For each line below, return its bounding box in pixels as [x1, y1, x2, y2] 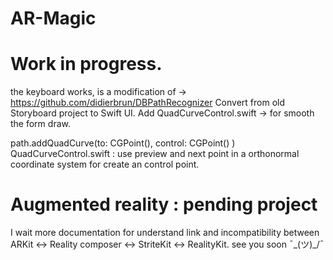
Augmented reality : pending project [10, 193, 318, 216]
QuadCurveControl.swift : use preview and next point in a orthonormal [10, 148, 300, 160]
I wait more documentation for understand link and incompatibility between [10, 227, 320, 239]
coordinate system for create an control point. [10, 158, 200, 171]
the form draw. [10, 118, 71, 130]
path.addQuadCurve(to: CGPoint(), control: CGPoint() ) [10, 137, 236, 149]
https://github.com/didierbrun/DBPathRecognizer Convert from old [10, 97, 286, 109]
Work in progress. [10, 53, 163, 76]
